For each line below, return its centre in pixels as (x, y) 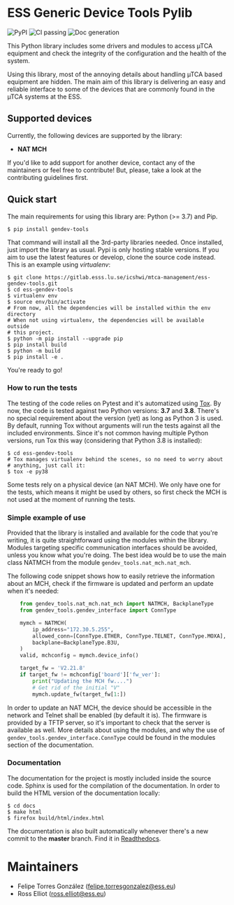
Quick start (32, 200)
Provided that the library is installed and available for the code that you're (113, 533)
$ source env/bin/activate (46, 302)
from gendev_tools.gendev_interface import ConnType (98, 610)
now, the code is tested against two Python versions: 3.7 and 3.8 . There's (114, 410)
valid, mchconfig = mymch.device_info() (79, 656)
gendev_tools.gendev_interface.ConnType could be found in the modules (111, 737)
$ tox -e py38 (28, 471)
